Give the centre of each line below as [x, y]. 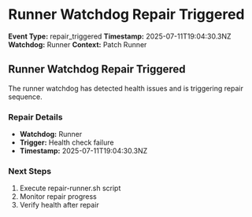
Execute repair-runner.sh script [70, 188]
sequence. [26, 97]
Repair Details [35, 117]
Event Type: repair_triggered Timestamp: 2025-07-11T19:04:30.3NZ [120, 36]
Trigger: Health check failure [67, 142]
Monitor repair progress [58, 197]
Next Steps [30, 171]
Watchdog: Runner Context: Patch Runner [78, 44]
